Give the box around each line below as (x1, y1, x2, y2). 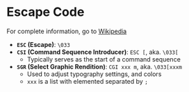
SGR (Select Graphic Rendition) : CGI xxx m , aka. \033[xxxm (16, 62, 182, 71)
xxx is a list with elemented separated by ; (26, 77, 149, 85)
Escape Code (6, 4, 85, 20)
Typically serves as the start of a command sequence (26, 55, 181, 63)
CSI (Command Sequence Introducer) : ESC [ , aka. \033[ (16, 48, 179, 56)
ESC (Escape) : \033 (16, 40, 70, 48)
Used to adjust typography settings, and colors (26, 70, 162, 78)
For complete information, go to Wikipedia (6, 27, 127, 35)
